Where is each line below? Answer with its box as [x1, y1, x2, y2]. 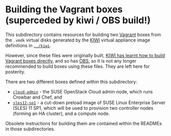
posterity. [5, 68, 26, 75]
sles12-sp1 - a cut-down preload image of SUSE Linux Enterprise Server [12, 99, 166, 106]
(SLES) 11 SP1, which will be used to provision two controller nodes [12, 105, 154, 111]
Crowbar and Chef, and [12, 94, 62, 100]
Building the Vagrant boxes [5, 4, 123, 15]
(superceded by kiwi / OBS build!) [5, 14, 151, 26]
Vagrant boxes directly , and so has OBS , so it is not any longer [5, 57, 137, 64]
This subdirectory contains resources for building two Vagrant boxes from [5, 31, 161, 37]
